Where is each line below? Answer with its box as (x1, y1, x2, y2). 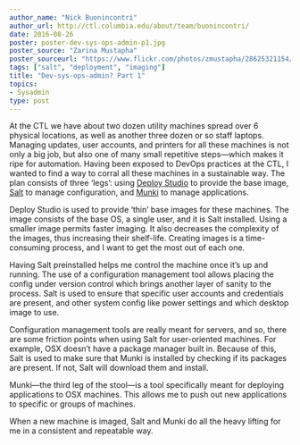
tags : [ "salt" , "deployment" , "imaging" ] (9, 63, 166, 72)
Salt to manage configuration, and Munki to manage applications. (9, 187, 249, 197)
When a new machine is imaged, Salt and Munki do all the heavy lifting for (9, 416, 281, 427)
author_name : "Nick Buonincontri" (9, 13, 138, 22)
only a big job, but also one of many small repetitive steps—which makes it (9, 149, 284, 160)
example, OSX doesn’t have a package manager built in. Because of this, (9, 343, 277, 354)
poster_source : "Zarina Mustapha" (9, 46, 138, 55)
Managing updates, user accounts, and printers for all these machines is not (9, 139, 289, 150)
